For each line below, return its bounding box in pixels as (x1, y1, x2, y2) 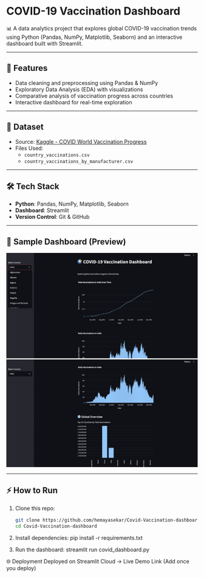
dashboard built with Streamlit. (6, 39, 83, 47)
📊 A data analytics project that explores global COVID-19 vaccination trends (6, 24, 197, 32)
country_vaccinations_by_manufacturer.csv (24, 158, 134, 164)
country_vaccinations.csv (24, 152, 90, 158)
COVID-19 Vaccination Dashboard (6, 4, 181, 18)
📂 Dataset (6, 122, 44, 132)
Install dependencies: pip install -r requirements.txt (15, 534, 143, 542)
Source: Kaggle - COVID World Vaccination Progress (15, 138, 147, 145)
